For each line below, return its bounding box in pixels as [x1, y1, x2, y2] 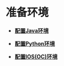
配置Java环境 [14, 27, 49, 34]
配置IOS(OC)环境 [14, 53, 58, 60]
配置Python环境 [14, 40, 55, 47]
